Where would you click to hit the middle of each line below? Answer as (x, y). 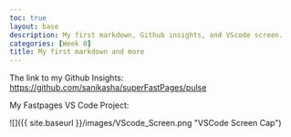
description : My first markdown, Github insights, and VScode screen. (146, 35)
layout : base (34, 26)
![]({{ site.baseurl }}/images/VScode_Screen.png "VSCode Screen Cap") (145, 123)
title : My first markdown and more (77, 52)
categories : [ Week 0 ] (51, 43)
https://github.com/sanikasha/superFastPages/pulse (108, 88)
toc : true (28, 18)
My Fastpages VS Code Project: (69, 105)
